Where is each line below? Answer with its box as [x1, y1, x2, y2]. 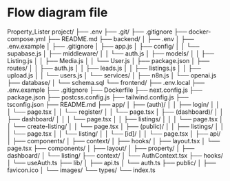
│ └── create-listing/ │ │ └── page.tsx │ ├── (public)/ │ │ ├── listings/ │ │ [7, 122, 224, 130]
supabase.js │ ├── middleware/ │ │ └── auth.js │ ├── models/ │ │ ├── [7, 49, 215, 58]
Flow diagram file [7, 5, 108, 21]
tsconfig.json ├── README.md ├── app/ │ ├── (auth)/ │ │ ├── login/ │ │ [7, 100, 220, 108]
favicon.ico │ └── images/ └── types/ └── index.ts [7, 166, 156, 174]
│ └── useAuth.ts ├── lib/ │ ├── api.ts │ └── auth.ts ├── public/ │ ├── [7, 158, 216, 167]
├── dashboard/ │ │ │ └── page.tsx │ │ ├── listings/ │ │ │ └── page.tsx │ [7, 114, 224, 123]
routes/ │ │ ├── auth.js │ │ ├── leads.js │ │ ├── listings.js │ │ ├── [7, 64, 202, 72]
